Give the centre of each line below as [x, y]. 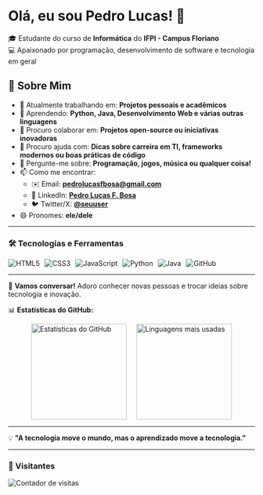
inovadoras [38, 138]
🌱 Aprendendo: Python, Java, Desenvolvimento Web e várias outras [131, 113]
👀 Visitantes [32, 466]
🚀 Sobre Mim [40, 86]
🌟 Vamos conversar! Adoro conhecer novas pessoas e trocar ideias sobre [128, 286]
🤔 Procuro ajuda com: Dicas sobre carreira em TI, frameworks [121, 146]
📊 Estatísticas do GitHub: [51, 310]
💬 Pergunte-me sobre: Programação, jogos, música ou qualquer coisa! [135, 163]
